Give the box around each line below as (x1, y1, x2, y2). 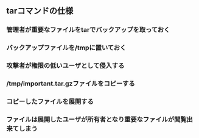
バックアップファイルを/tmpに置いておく (6, 43, 127, 52)
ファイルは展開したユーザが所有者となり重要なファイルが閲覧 (6, 115, 187, 123)
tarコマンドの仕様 (6, 5, 74, 16)
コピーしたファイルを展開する (6, 97, 94, 106)
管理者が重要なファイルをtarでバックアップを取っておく (6, 26, 170, 34)
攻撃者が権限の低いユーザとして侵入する (6, 62, 125, 70)
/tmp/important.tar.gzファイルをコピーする (6, 79, 135, 88)
